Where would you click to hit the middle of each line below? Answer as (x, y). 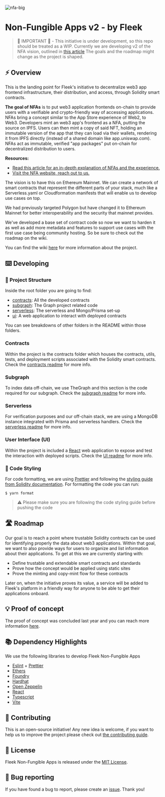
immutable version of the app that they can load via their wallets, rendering (81, 133)
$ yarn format (20, 493)
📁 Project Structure (28, 280)
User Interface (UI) (28, 440)
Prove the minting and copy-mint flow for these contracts (70, 573)
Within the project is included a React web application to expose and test (79, 450)
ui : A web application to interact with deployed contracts (69, 316)
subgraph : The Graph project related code (55, 305)
